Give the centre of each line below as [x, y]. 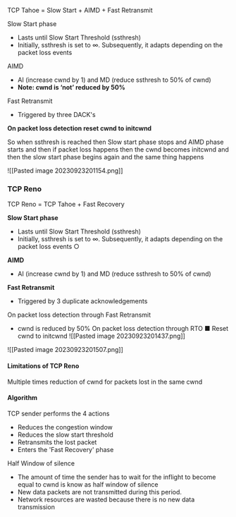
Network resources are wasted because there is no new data [106, 499]
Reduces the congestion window [65, 427]
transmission [36, 506]
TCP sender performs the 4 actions [58, 413]
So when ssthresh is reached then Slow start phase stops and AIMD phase [116, 142]
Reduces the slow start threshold [66, 434]
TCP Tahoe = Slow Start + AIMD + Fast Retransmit [80, 10]
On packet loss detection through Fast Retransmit [79, 315]
